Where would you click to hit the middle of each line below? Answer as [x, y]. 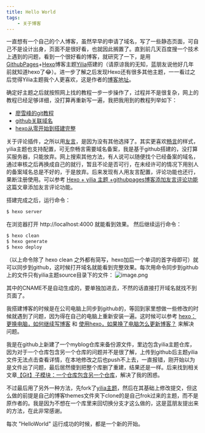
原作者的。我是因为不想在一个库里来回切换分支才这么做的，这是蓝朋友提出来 [103, 403]
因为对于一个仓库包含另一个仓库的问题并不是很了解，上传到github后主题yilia [102, 352]
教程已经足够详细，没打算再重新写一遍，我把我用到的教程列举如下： [92, 100]
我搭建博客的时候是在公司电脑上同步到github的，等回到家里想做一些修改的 [100, 308]
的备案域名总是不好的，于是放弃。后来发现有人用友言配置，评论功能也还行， [103, 172]
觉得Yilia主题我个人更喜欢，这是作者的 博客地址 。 [73, 79]
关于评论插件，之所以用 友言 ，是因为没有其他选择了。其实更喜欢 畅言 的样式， [103, 142]
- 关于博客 [29, 23]
